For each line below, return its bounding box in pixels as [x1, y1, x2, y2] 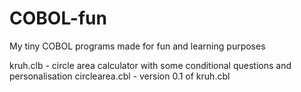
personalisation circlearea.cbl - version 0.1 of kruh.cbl [9, 70, 231, 82]
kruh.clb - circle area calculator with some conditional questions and [9, 59, 292, 71]
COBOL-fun [9, 7, 107, 30]
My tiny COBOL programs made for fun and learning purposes [9, 40, 266, 52]
